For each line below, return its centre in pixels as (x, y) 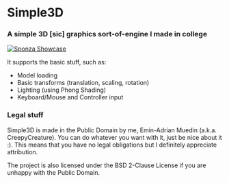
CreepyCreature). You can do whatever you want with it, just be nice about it (114, 137)
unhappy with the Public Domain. (54, 172)
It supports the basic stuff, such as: (57, 62)
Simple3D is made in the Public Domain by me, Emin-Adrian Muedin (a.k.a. (112, 130)
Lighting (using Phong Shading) (62, 90)
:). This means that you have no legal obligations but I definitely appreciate (112, 145)
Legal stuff (25, 115)
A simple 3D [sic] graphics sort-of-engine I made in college (107, 34)
